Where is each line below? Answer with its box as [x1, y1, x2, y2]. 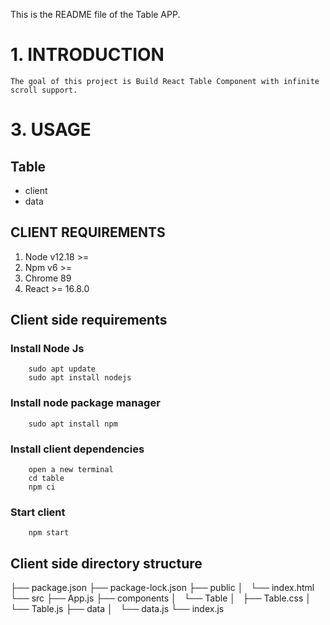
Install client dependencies [10, 442, 145, 456]
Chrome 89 [24, 272, 72, 284]
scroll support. [10, 85, 78, 95]
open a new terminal [28, 465, 114, 475]
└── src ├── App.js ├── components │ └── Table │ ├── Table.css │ [10, 592, 312, 604]
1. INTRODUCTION [10, 44, 165, 66]
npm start [28, 528, 70, 538]
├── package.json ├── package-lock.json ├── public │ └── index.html [10, 582, 315, 594]
